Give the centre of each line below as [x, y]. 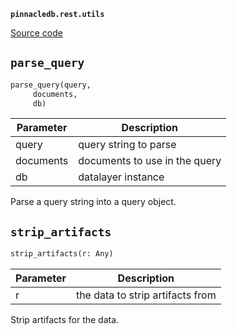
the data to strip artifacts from [146, 295]
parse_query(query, [51, 85]
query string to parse [127, 145]
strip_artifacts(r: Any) [62, 254]
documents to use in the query [150, 161]
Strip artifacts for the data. [65, 320]
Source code [36, 33]
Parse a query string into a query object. [93, 202]
